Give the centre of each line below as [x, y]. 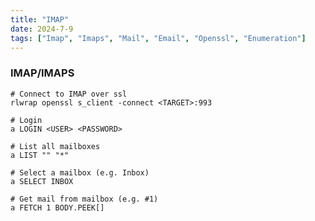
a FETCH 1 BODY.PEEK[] [57, 207]
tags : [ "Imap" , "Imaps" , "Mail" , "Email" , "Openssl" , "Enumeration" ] [158, 38]
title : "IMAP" [40, 19]
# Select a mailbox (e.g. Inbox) [80, 172]
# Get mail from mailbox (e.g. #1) [84, 199]
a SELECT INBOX [42, 181]
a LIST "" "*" [40, 155]
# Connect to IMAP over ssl [69, 94]
